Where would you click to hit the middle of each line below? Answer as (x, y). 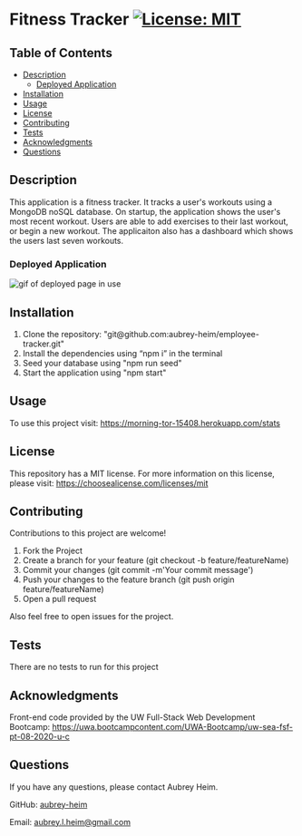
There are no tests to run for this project (84, 667)
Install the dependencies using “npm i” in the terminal (122, 353)
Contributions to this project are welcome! (88, 533)
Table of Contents (61, 53)
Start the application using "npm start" (94, 373)
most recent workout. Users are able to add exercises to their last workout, (149, 221)
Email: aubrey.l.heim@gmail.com (70, 821)
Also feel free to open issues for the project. (92, 617)
